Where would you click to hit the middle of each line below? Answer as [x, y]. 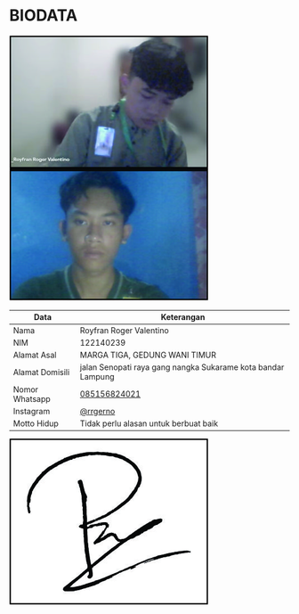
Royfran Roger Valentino [124, 330]
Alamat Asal [35, 355]
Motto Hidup [36, 423]
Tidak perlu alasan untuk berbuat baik [149, 423]
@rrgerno [97, 411]
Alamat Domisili [41, 372]
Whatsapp [32, 398]
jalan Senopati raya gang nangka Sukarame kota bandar [182, 367]
